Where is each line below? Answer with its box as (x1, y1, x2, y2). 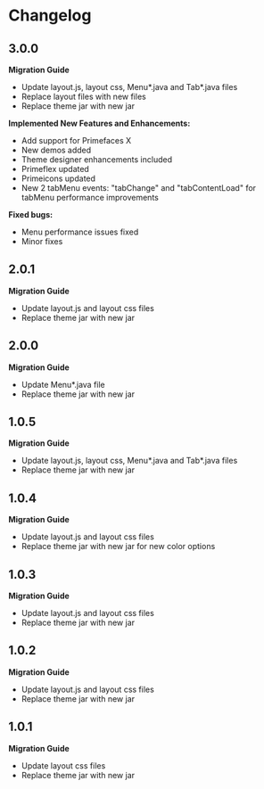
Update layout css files (21, 760, 106, 771)
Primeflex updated (21, 164, 90, 174)
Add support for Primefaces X (21, 136, 132, 145)
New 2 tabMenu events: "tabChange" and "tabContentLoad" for (21, 183, 256, 193)
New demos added (21, 144, 92, 155)
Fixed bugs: (8, 210, 54, 219)
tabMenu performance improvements (21, 193, 160, 202)
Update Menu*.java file (21, 379, 106, 390)
